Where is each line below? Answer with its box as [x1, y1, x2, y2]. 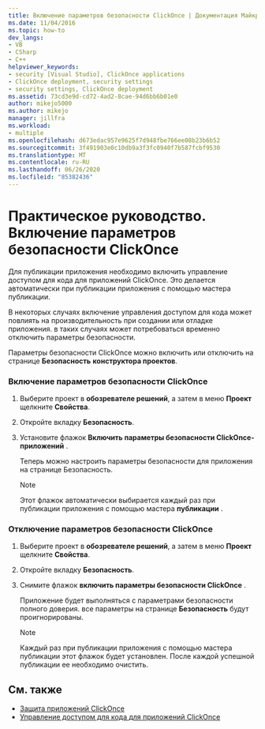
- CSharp [8, 48, 37, 56]
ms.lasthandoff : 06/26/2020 [8, 166, 101, 174]
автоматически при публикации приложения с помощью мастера [8, 284, 231, 293]
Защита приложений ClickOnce [19, 704, 125, 713]
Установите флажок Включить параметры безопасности [19, 433, 215, 442]
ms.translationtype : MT [8, 151, 87, 159]
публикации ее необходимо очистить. [19, 660, 148, 670]
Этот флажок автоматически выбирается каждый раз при [19, 495, 215, 505]
